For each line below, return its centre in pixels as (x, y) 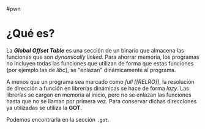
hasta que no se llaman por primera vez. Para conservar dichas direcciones (102, 101)
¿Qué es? (31, 34)
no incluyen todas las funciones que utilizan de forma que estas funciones (100, 63)
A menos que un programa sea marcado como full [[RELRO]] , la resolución (100, 81)
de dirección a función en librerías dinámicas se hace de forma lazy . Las (98, 88)
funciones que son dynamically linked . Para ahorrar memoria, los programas (103, 57)
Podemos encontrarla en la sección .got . (58, 119)
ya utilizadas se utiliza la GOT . (44, 108)
